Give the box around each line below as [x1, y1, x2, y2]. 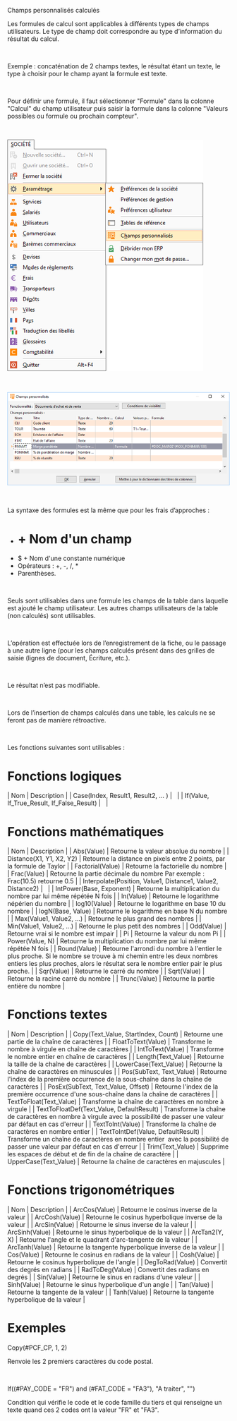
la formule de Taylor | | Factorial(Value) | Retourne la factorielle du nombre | [7, 862, 227, 871]
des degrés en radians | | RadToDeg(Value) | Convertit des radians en [7, 1266, 209, 1274]
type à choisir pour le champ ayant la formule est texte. [7, 70, 168, 78]
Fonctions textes [7, 1007, 108, 1022]
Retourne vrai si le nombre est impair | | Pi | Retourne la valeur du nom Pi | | [7, 929, 226, 938]
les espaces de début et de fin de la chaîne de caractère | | [7, 1150, 178, 1159]
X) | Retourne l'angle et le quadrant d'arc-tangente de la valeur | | [7, 1235, 197, 1244]
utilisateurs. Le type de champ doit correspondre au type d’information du [7, 28, 222, 35]
